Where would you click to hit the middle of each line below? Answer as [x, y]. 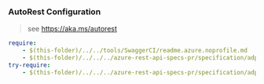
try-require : [29, 65]
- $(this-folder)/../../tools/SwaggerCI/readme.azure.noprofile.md [135, 51]
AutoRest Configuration [55, 12]
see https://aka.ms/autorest [72, 29]
